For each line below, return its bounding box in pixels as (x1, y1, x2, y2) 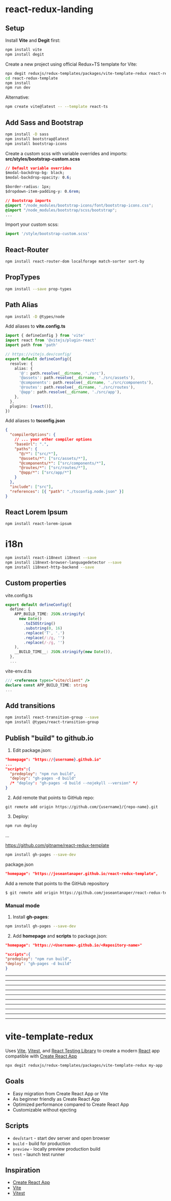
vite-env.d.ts (5, 668, 32, 674)
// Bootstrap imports (5, 198, 51, 203)
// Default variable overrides (5, 165, 72, 171)
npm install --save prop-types (5, 286, 72, 291)
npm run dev (5, 85, 31, 90)
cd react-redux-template (5, 75, 58, 81)
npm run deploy (5, 823, 38, 829)
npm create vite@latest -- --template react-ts (5, 104, 108, 109)
